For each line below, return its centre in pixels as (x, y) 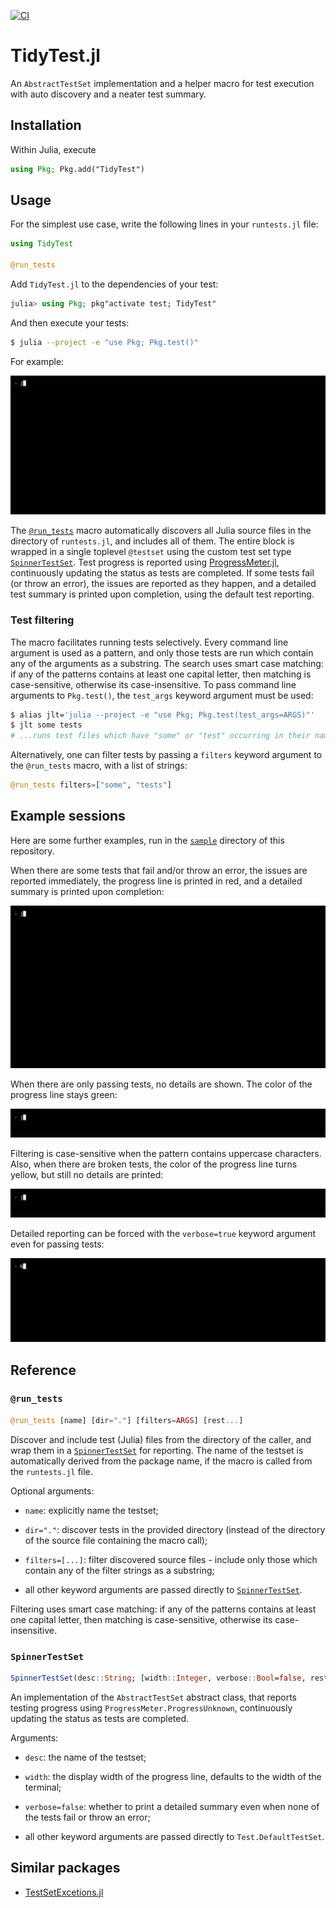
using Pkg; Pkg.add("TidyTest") (77, 169)
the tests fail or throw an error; (87, 1817)
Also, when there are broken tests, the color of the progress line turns (154, 1164)
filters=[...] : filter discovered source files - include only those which (171, 1559)
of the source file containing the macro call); (116, 1540)
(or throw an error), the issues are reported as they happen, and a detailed (163, 584)
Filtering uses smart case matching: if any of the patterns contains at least (163, 1609)
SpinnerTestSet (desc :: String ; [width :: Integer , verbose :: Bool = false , (158, 1678)
